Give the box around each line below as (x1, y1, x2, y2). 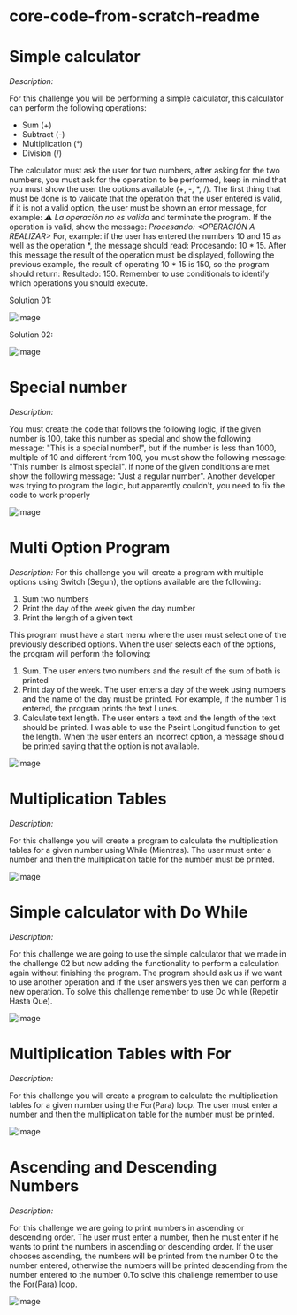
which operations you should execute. (9, 278, 148, 288)
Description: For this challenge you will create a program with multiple (9, 567, 263, 577)
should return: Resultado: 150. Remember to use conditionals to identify (9, 268, 270, 280)
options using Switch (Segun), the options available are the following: (9, 577, 262, 587)
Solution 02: (9, 329, 54, 340)
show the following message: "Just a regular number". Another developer (9, 471, 276, 481)
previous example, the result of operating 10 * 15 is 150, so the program (9, 259, 270, 270)
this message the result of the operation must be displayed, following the (9, 250, 275, 260)
